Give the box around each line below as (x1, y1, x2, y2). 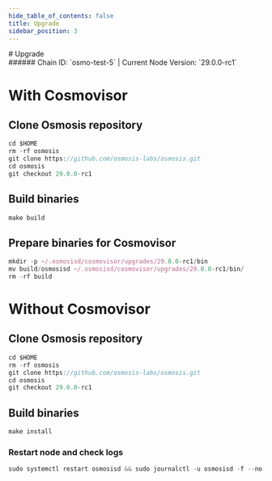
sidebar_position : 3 (8, 27, 79, 35)
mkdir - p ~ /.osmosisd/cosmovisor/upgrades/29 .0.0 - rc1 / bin (8, 258, 208, 266)
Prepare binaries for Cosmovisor (8, 236, 176, 249)
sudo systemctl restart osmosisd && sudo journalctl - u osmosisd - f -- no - (8, 465, 266, 474)
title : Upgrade (8, 19, 60, 28)
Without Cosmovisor (8, 300, 151, 318)
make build (8, 214, 45, 222)
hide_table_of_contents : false (8, 11, 114, 20)
